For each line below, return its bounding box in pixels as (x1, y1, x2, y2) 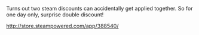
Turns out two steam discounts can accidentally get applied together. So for (6, 5, 193, 12)
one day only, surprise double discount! (6, 11, 104, 18)
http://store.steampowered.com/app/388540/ (6, 23, 119, 29)
